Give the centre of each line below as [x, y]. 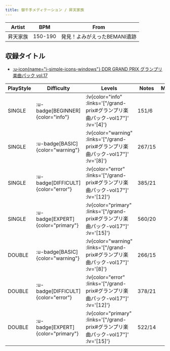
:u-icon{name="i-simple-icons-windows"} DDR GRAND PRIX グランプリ [88, 69]
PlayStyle [19, 88]
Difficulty [58, 88]
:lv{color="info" [104, 97]
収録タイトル [25, 56]
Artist [18, 27]
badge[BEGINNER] [58, 111]
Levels [109, 88]
